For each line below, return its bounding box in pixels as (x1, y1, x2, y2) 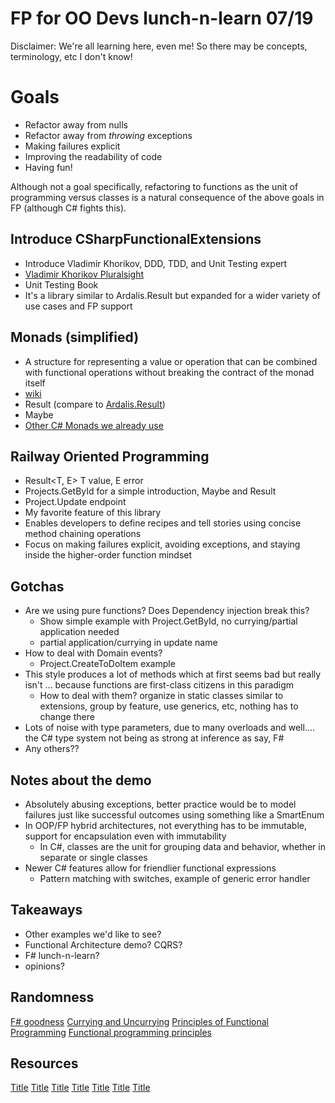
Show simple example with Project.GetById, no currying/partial (39, 615, 298, 627)
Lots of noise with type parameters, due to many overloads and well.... (24, 722, 316, 734)
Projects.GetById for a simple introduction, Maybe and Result (24, 485, 277, 497)
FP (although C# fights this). (10, 202, 127, 214)
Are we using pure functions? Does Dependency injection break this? (24, 605, 310, 617)
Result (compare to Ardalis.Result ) (24, 398, 166, 410)
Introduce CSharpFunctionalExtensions (10, 231, 262, 248)
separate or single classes (39, 851, 148, 863)
